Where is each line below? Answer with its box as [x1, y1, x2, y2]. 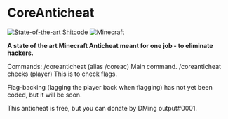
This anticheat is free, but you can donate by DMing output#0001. [7, 104, 198, 112]
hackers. [7, 49, 34, 57]
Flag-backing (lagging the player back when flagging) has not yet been [7, 83, 213, 91]
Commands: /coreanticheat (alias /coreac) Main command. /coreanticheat [7, 62, 222, 70]
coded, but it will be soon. [7, 90, 82, 99]
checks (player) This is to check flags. [7, 70, 118, 78]
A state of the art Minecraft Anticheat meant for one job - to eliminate [7, 41, 213, 49]
